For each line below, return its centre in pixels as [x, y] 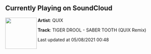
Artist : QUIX [50, 20]
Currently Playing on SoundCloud [59, 8]
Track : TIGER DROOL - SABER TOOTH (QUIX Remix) [92, 30]
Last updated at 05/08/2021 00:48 [73, 39]
